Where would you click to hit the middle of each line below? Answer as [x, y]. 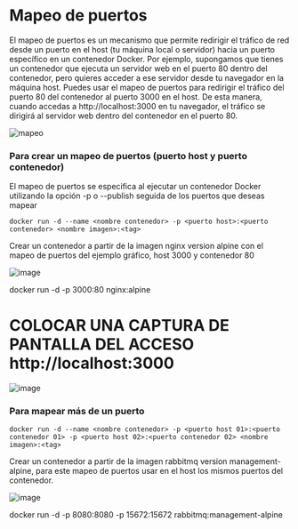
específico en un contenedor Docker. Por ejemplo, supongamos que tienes [146, 59]
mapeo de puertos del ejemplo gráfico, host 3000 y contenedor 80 [132, 255]
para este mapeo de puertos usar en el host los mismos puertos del [159, 471]
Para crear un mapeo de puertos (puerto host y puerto [128, 156]
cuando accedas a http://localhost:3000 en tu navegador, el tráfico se [137, 106]
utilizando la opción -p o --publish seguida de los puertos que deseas [137, 196]
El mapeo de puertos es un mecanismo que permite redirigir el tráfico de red [149, 40]
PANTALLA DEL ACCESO [102, 345]
